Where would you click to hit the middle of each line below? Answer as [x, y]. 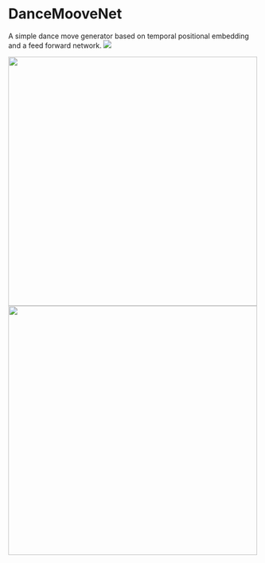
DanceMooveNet [65, 14]
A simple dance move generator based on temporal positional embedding [129, 36]
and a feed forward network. [55, 45]
